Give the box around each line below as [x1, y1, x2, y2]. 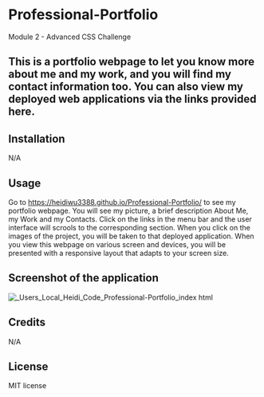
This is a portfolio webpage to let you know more [8, 55, 255, 69]
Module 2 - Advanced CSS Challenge [8, 32, 132, 41]
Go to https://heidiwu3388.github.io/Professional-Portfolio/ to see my [8, 197, 237, 206]
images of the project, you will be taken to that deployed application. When [8, 231, 254, 241]
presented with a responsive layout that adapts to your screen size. [8, 248, 229, 257]
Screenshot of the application [8, 271, 160, 285]
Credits [8, 316, 46, 329]
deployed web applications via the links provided [8, 92, 257, 106]
